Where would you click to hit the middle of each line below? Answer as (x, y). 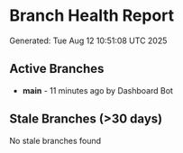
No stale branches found (55, 140)
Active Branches (57, 69)
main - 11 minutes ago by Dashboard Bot (98, 90)
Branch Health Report (92, 16)
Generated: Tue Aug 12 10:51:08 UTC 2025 (88, 40)
